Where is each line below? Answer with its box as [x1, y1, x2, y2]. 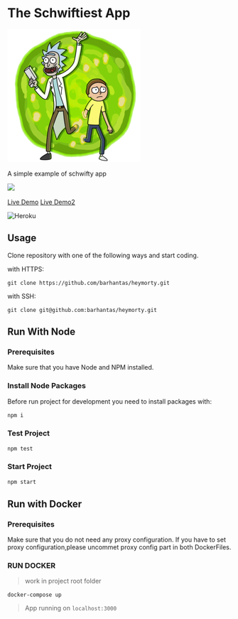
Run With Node [7, 325, 76, 338]
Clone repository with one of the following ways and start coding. [7, 251, 199, 259]
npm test [7, 446, 33, 453]
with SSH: [7, 291, 37, 300]
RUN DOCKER [7, 560, 56, 570]
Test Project [7, 428, 50, 438]
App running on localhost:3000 [24, 604, 117, 613]
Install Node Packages [7, 381, 87, 391]
